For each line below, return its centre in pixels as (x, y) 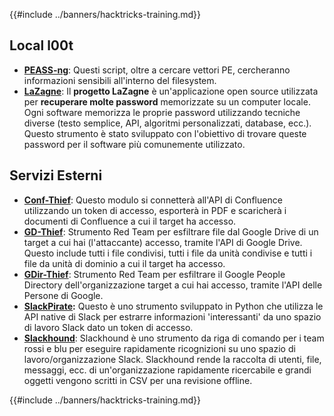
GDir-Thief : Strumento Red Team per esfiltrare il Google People (154, 274)
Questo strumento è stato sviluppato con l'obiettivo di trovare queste (165, 133)
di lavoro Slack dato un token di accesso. (108, 327)
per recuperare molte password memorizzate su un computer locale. (167, 101)
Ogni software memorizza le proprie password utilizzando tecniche (162, 112)
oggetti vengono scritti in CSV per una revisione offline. (138, 380)
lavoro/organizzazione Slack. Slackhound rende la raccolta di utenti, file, (172, 359)
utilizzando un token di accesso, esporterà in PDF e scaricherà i (155, 210)
